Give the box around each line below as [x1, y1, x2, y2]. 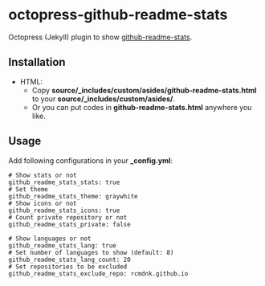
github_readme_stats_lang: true [8, 241, 116, 250]
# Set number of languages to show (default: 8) [8, 248, 174, 256]
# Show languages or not [8, 235, 92, 243]
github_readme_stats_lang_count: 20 [8, 255, 131, 264]
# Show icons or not [8, 199, 78, 207]
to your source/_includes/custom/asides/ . [31, 94, 175, 104]
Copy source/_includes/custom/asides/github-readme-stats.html [31, 85, 257, 95]
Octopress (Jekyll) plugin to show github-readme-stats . [8, 32, 193, 42]
